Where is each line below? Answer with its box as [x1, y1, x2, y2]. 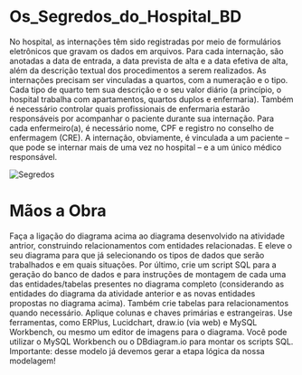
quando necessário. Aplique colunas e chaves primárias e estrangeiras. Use [9, 307, 293, 318]
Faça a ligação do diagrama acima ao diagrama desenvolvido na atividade [9, 230, 285, 241]
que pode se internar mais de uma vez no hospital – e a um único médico [9, 142, 282, 153]
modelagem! [9, 355, 56, 366]
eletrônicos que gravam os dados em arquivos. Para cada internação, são [9, 45, 284, 56]
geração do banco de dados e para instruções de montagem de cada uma [9, 268, 287, 279]
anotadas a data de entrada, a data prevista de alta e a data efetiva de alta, [9, 55, 288, 66]
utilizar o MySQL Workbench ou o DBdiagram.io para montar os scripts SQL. [9, 336, 294, 347]
